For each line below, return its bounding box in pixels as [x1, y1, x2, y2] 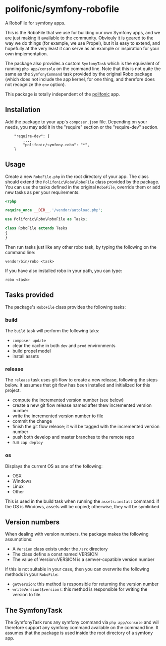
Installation [5, 105, 41, 114]
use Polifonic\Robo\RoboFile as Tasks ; [5, 217, 88, 222]
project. [5, 387, 21, 393]
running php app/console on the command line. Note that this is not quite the [5, 66, 161, 72]
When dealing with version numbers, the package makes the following [5, 531, 149, 537]
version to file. [12, 592, 42, 598]
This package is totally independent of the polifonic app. [5, 91, 120, 97]
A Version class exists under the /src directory [12, 546, 108, 552]
